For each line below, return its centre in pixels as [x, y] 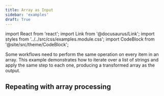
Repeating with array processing [58, 87]
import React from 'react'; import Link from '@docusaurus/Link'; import [80, 34]
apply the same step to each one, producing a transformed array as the [80, 65]
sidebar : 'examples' [27, 15]
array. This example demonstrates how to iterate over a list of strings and [82, 60]
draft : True [18, 19]
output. [13, 71]
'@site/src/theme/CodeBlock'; [37, 45]
